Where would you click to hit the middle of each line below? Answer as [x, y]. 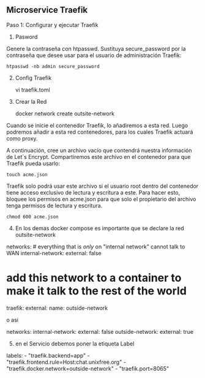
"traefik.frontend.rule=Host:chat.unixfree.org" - [66, 362]
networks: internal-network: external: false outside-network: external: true [100, 331]
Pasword [26, 37]
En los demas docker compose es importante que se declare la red [99, 228]
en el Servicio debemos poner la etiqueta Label [75, 344]
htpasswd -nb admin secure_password [53, 66]
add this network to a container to [94, 278]
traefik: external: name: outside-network [57, 308]
